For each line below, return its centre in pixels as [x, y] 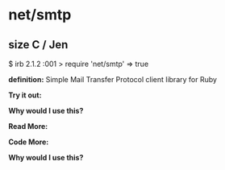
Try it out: [25, 95]
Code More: [29, 142]
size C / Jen [38, 45]
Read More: [28, 126]
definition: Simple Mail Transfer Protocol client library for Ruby [113, 79]
